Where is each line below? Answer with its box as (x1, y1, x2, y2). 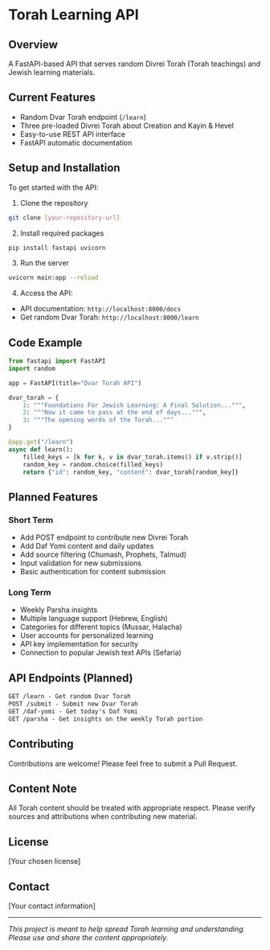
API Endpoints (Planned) (8, 671, 133, 685)
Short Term (8, 514, 54, 525)
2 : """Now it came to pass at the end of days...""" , (22, 409, 207, 417)
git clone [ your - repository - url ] (8, 213, 121, 222)
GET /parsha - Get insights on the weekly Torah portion (8, 714, 203, 723)
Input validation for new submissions (19, 558, 142, 568)
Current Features (8, 91, 96, 105)
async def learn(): (8, 445, 74, 454)
